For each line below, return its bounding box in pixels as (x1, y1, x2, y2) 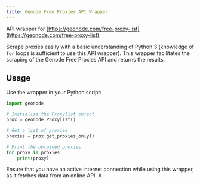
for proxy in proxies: (6, 149, 63, 155)
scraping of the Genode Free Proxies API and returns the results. (6, 56, 165, 63)
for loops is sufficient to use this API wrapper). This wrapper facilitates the (6, 49, 190, 57)
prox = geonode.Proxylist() (6, 117, 76, 123)
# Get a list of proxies (6, 128, 68, 134)
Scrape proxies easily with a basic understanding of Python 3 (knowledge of (6, 43, 195, 50)
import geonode (6, 100, 44, 106)
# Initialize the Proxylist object (6, 111, 95, 117)
